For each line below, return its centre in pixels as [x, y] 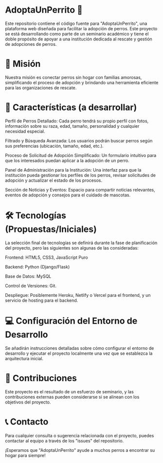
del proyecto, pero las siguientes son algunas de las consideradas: [72, 248]
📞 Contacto [27, 422]
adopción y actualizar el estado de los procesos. [54, 180]
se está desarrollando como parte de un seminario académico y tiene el [77, 34]
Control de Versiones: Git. [31, 286]
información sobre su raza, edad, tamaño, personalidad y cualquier [72, 126]
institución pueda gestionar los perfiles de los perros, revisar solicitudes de [80, 175]
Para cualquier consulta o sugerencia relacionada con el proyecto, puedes [80, 435]
